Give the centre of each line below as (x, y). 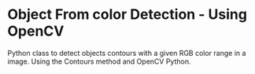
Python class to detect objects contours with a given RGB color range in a (127, 53)
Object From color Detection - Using (127, 15)
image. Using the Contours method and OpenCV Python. (99, 61)
